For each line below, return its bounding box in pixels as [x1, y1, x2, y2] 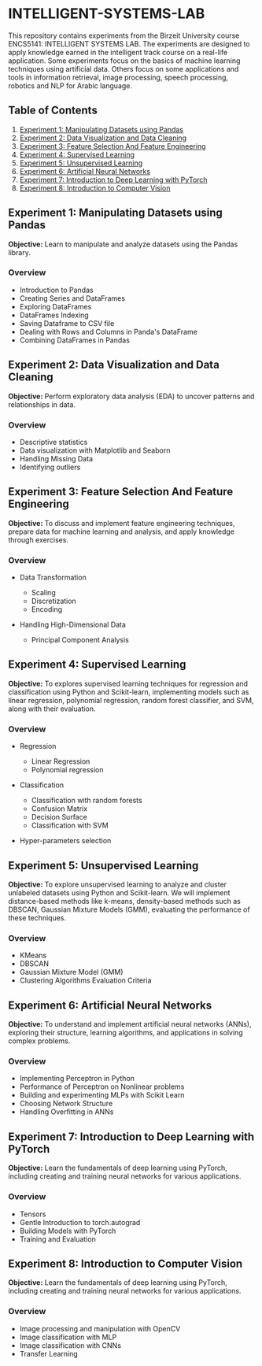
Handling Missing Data [19, 453, 93, 463]
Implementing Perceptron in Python [19, 1074, 135, 1083]
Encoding [31, 605, 63, 614]
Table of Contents [8, 104, 98, 117]
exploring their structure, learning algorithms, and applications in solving [8, 1028, 243, 1038]
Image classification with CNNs [19, 1340, 122, 1350]
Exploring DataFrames [19, 302, 92, 311]
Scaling [31, 588, 57, 598]
